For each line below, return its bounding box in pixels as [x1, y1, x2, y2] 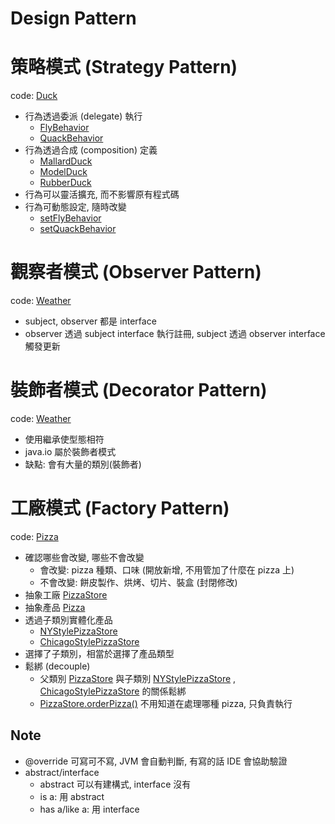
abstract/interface [24, 766, 100, 778]
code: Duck [10, 90, 58, 102]
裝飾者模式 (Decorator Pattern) [10, 379, 268, 402]
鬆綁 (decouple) [24, 660, 91, 672]
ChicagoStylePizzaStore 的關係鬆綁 [39, 685, 187, 697]
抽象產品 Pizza [24, 601, 86, 613]
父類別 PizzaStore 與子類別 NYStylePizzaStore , [39, 672, 237, 684]
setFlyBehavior [39, 212, 102, 224]
